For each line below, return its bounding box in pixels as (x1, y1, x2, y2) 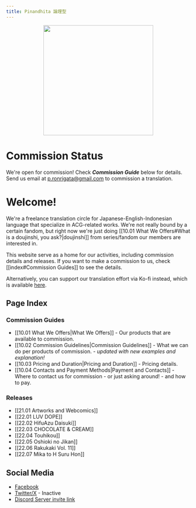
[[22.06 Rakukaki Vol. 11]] (14, 445, 76, 452)
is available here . (6, 281, 47, 288)
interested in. (6, 240, 38, 247)
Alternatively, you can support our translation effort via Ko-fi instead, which (6, 275, 188, 282)
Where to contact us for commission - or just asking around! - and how (14, 373, 186, 380)
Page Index (6, 298, 48, 308)
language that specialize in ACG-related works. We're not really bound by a (6, 221, 187, 228)
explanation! (14, 354, 45, 361)
